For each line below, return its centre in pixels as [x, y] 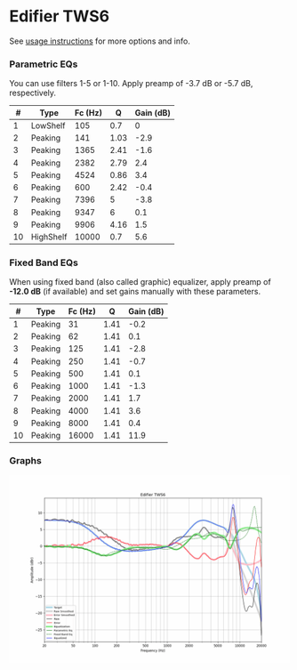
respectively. [32, 93]
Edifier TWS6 [60, 16]
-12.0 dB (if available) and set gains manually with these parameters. [135, 292]
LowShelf [48, 125]
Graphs [25, 461]
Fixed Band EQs [44, 262]
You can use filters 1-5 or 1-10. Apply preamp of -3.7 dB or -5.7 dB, [131, 84]
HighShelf [49, 237]
